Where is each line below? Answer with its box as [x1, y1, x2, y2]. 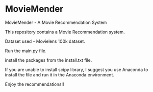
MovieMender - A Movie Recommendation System [5, 19, 107, 25]
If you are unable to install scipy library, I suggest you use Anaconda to [5, 67, 148, 73]
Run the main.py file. [5, 48, 47, 54]
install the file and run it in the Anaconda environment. [5, 72, 114, 77]
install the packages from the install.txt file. [5, 57, 92, 63]
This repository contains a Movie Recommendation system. [5, 29, 125, 35]
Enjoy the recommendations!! [5, 81, 65, 87]
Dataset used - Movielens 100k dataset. [5, 38, 85, 44]
